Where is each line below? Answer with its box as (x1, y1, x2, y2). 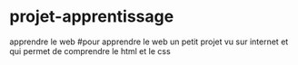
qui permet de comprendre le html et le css (9, 45, 171, 56)
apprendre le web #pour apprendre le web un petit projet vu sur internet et (9, 36, 289, 47)
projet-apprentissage (9, 6, 174, 27)
